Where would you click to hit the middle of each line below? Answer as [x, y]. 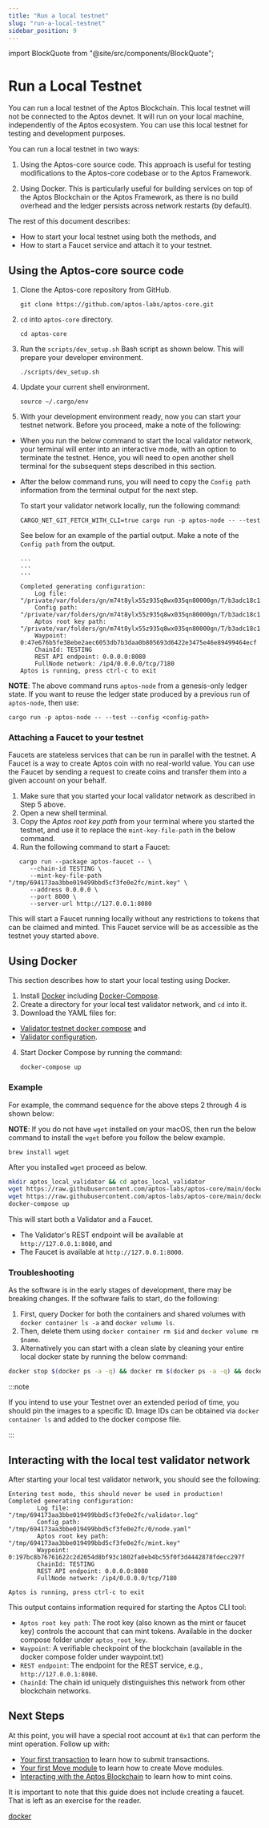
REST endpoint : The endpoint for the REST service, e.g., [111, 1665]
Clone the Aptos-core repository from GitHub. [96, 290]
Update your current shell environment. [85, 387]
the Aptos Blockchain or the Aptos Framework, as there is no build [129, 197]
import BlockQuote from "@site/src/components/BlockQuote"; [111, 54]
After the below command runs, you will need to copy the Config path [135, 482]
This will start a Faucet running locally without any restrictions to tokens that [134, 919]
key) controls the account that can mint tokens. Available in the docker [136, 1632]
